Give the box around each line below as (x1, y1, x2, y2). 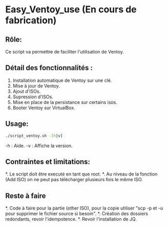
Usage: (5, 119, 29, 128)
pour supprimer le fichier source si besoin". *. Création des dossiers (5, 211, 149, 217)
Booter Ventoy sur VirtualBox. (12, 104, 75, 111)
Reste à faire (5, 191, 46, 200)
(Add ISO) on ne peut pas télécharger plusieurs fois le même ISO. (5, 177, 143, 183)
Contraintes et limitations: (5, 157, 91, 166)
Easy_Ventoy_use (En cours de (5, 4, 137, 15)
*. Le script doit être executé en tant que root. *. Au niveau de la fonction (5, 171, 158, 177)
